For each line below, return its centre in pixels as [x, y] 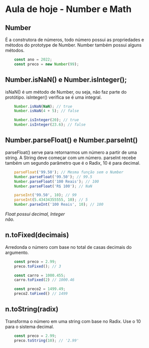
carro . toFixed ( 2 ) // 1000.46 [44, 280]
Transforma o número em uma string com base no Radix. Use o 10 [73, 321]
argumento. [17, 252]
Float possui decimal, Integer [35, 214]
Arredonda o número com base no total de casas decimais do [69, 247]
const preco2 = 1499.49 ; [40, 289]
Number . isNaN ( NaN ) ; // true [43, 106]
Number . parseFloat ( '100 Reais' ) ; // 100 [57, 181]
